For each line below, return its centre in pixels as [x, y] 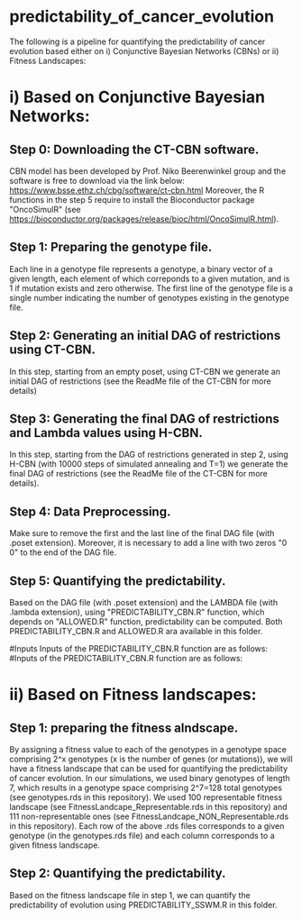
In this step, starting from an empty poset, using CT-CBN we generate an [145, 371]
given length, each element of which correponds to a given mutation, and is [150, 278]
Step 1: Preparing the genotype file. [111, 247]
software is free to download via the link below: [97, 180]
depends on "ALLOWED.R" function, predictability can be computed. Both [146, 622]
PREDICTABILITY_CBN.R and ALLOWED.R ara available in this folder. [136, 631]
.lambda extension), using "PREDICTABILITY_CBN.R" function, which [137, 612]
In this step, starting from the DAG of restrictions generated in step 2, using [149, 455]
